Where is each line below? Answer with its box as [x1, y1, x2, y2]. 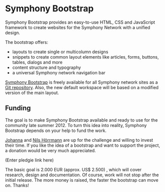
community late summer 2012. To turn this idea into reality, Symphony [5, 122, 147, 128]
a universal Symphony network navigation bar [12, 69, 106, 75]
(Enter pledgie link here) [5, 157, 54, 163]
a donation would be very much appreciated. [5, 147, 96, 153]
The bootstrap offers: [5, 39, 48, 45]
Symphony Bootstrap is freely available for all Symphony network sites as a [5, 79, 158, 85]
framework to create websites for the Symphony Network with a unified [5, 24, 150, 30]
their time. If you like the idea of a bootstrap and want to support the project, [5, 142, 160, 148]
